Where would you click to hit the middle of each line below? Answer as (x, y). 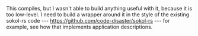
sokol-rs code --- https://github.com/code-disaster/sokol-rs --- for (88, 21)
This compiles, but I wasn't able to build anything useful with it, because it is (99, 8)
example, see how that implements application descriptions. (79, 27)
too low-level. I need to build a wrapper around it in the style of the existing (98, 15)
